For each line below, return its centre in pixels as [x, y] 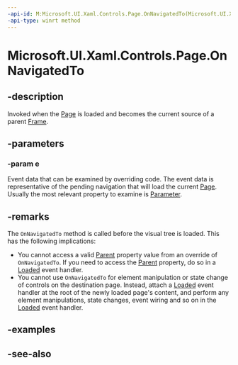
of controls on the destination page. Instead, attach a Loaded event [115, 285]
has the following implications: [52, 241]
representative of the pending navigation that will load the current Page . [112, 187]
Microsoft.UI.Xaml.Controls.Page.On [118, 56]
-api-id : [20, 14]
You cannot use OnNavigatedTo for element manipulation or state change [123, 277]
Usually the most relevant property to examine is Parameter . [95, 194]
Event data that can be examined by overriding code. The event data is [110, 179]
